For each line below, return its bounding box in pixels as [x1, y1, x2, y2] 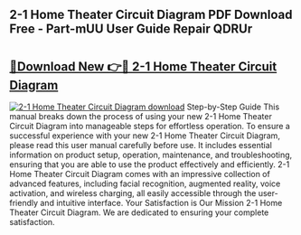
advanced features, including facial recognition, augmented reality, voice [9, 178, 281, 189]
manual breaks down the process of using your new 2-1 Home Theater [9, 111, 273, 121]
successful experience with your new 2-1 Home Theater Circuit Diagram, [9, 130, 280, 141]
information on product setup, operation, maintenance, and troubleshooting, [9, 149, 293, 160]
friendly [9, 198, 39, 208]
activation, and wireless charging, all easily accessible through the [9, 188, 257, 198]
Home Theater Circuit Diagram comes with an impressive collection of [9, 169, 271, 179]
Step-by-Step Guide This [186, 101, 280, 112]
